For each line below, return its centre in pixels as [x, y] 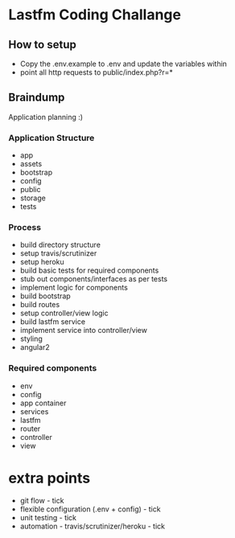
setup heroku [42, 262]
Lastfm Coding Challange [95, 15]
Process [25, 228]
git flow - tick [42, 500]
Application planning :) [45, 117]
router [30, 429]
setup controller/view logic [64, 313]
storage [33, 198]
